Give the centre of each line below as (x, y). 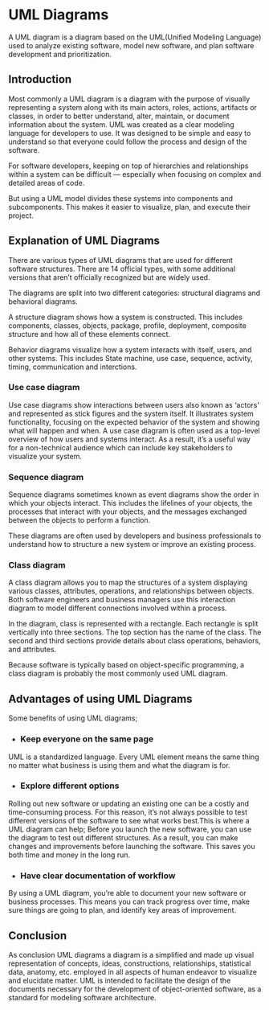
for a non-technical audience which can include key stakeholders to (120, 447)
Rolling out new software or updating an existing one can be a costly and (129, 803)
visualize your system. (45, 456)
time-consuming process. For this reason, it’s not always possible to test (128, 812)
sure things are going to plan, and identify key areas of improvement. (122, 910)
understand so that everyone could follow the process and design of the (128, 142)
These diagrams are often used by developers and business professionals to (135, 536)
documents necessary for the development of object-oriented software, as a (135, 989)
